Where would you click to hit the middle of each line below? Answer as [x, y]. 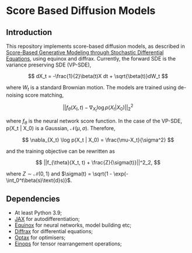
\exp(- [121, 174]
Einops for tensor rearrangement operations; [68, 244]
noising [15, 95]
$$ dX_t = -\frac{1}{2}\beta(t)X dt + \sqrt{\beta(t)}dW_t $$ [98, 76]
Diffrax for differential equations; [54, 231]
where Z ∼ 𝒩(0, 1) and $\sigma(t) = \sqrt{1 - [59, 174]
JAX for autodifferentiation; [47, 219]
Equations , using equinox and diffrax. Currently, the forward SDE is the [91, 59]
